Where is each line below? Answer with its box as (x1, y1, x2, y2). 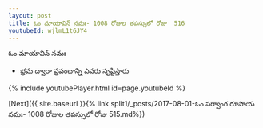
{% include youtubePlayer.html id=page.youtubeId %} (8, 83, 186, 93)
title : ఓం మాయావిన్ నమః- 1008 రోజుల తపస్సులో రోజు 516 (8, 19, 185, 27)
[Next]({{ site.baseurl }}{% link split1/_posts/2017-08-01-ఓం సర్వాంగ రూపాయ (8, 99, 255, 109)
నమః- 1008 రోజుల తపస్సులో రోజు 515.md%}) (8, 110, 145, 119)
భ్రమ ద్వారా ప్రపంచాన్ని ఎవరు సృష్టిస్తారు (19, 66, 130, 76)
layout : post (8, 11, 52, 20)
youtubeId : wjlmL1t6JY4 (8, 26, 88, 34)
